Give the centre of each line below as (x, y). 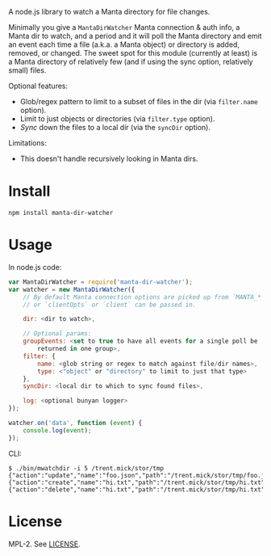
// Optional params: (57, 334)
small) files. (27, 70)
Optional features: (38, 86)
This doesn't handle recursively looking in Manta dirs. (109, 158)
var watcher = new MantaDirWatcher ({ (72, 289)
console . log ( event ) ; (57, 430)
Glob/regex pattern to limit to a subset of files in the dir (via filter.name (139, 101)
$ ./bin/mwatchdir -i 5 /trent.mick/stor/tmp (86, 468)
